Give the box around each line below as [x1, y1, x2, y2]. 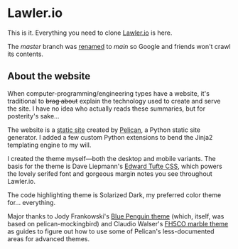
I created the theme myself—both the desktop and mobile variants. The [7, 154, 216, 162]
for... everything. [7, 198, 55, 206]
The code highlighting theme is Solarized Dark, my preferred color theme [7, 190, 222, 199]
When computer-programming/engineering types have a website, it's [7, 89, 210, 97]
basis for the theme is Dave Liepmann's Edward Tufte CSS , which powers [7, 162, 222, 170]
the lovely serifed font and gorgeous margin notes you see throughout [7, 169, 213, 178]
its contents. [7, 50, 44, 58]
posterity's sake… [7, 111, 60, 120]
